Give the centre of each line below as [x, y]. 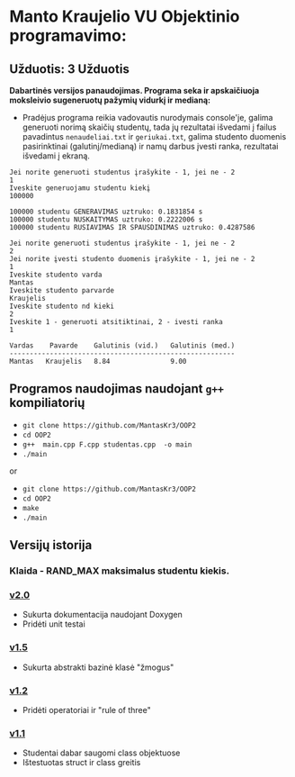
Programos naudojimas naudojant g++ [117, 389]
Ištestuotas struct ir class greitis [81, 763]
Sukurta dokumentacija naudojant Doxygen [102, 615]
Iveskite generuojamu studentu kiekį [80, 188]
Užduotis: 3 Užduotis [70, 69]
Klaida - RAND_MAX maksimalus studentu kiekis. [120, 571]
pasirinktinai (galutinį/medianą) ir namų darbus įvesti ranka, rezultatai [150, 146]
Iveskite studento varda [56, 275]
